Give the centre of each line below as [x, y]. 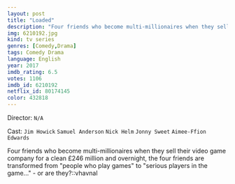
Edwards [19, 138]
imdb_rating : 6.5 [33, 72]
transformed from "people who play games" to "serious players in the [107, 166]
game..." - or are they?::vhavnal [52, 173]
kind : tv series [31, 40]
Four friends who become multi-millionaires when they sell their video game [117, 151]
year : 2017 [23, 66]
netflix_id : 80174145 [39, 91]
